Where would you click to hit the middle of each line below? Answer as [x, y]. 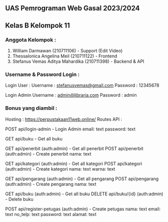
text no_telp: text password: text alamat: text [51, 214]
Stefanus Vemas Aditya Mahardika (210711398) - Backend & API [78, 61]
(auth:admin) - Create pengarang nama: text [51, 184]
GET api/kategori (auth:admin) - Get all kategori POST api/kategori [74, 164]
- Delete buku [19, 199]
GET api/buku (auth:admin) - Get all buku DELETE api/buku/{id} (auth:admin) [84, 194]
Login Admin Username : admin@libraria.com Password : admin [71, 95]
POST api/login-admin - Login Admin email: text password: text [70, 129]
